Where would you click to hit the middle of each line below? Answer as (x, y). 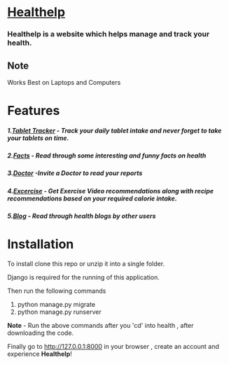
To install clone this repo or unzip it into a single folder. (86, 264)
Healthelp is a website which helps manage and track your (109, 34)
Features (34, 111)
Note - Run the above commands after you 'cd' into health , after (100, 326)
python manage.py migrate (56, 305)
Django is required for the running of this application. (83, 277)
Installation (41, 244)
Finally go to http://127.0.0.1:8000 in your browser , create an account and (113, 347)
